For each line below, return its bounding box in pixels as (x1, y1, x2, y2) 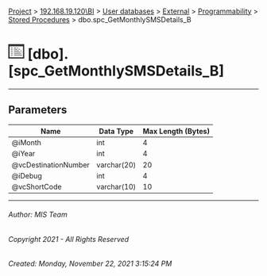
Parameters (8, 103, 68, 117)
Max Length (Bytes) (142, 126, 211, 136)
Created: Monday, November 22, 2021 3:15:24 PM (8, 259, 172, 269)
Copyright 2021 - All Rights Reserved (8, 234, 130, 243)
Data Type (99, 126, 133, 136)
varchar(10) (96, 182, 137, 192)
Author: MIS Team (8, 210, 68, 220)
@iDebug (11, 171, 42, 180)
